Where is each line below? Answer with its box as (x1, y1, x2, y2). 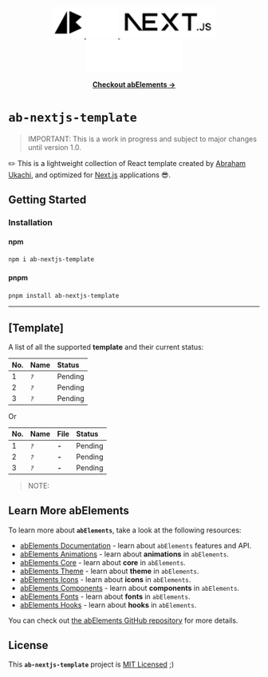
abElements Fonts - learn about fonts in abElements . (19, 592, 191, 601)
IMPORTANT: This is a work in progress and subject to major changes (27, 134, 258, 144)
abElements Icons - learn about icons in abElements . (19, 574, 191, 584)
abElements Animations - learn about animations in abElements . (19, 549, 230, 559)
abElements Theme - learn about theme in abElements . (19, 566, 199, 576)
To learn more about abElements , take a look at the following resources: (8, 525, 242, 535)
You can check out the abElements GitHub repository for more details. (8, 616, 238, 625)
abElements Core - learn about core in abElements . (19, 557, 186, 567)
